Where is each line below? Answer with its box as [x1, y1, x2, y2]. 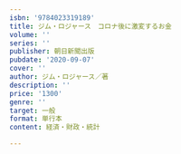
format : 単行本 [9, 114, 62, 123]
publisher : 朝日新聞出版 [9, 47, 95, 56]
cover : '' [9, 64, 47, 73]
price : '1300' [9, 89, 63, 98]
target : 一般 [9, 106, 56, 115]
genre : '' [9, 97, 47, 107]
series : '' [9, 38, 51, 48]
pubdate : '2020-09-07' [9, 55, 95, 64]
